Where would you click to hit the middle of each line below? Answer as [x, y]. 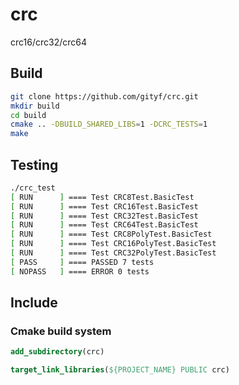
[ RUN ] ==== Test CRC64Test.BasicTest [104, 225]
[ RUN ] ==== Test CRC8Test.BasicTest [102, 197]
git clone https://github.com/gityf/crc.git [104, 96]
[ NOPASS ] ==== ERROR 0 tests [80, 271]
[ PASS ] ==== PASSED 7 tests [82, 262]
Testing [34, 164]
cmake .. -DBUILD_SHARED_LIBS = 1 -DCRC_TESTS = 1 [109, 124]
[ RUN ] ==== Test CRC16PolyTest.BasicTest [113, 244]
